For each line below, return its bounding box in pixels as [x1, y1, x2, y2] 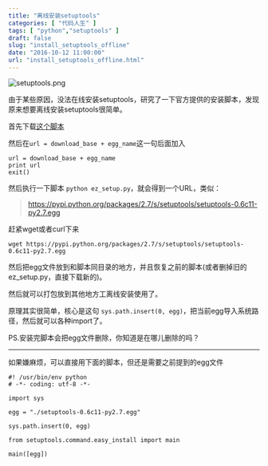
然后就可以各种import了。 [22, 316, 107, 326]
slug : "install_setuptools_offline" [8, 41, 130, 49]
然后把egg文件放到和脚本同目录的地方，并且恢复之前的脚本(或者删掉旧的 [8, 262, 247, 271]
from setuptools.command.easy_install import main [8, 436, 180, 444]
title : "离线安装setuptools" [8, 11, 100, 20]
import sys [8, 394, 45, 402]
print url [8, 161, 41, 169]
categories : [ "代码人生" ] [8, 19, 97, 27]
